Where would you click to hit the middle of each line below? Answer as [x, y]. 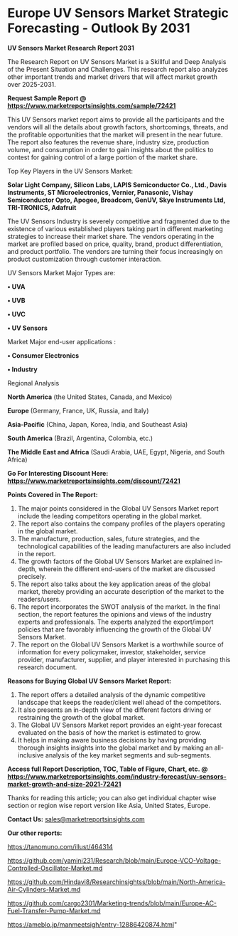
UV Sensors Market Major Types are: [61, 272]
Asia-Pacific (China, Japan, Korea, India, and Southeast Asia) [98, 424]
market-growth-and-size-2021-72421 [64, 784]
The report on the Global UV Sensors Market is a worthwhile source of [120, 644]
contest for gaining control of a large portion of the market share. [103, 157]
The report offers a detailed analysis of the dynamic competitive [112, 694]
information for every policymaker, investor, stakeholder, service [112, 652]
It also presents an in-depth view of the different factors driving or [114, 710]
